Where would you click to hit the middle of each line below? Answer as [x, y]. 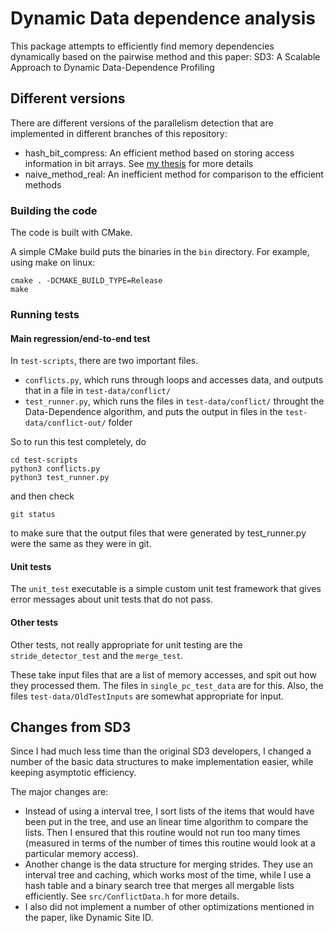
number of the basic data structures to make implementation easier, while [162, 762]
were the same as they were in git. [81, 544]
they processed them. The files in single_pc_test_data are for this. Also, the [167, 685]
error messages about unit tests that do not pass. [111, 599]
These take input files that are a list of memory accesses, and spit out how [163, 674]
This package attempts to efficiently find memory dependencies [142, 46]
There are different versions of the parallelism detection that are [142, 123]
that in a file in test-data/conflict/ [98, 391]
